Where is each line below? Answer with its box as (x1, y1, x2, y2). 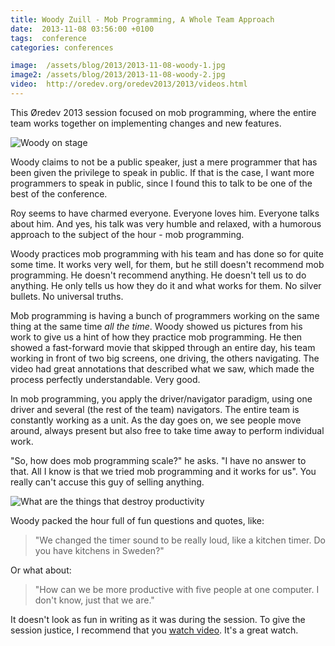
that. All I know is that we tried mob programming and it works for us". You (10, 465, 317, 477)
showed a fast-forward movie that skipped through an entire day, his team (10, 341, 316, 353)
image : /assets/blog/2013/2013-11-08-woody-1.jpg (10, 61, 226, 71)
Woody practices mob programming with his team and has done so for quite (10, 247, 324, 260)
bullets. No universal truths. (10, 290, 124, 302)
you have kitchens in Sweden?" (34, 544, 165, 556)
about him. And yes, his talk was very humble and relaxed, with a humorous (10, 217, 322, 230)
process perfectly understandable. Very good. (10, 373, 201, 385)
